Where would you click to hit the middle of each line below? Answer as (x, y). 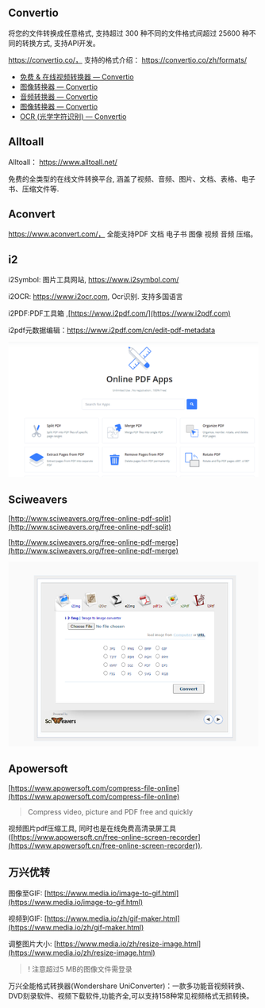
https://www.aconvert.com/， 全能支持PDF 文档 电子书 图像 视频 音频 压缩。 (133, 234)
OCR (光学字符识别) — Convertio (73, 116)
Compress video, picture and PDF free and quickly (110, 811)
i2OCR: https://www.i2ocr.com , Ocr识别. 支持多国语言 (96, 297)
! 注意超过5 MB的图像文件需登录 (80, 969)
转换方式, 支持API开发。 (61, 43)
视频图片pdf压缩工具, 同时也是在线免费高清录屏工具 (92, 828)
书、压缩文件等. (34, 189)
